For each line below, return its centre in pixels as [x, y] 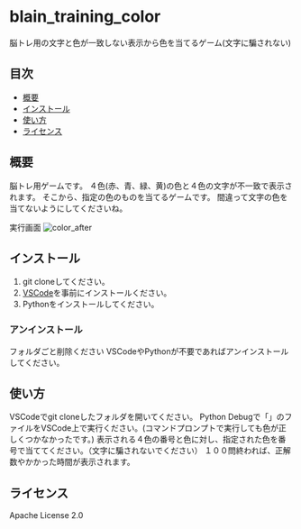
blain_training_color [85, 17]
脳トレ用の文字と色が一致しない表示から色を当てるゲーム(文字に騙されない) [150, 42]
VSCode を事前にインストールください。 [97, 293]
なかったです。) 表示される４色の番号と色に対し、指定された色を [159, 440]
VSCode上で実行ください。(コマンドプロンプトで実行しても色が [160, 428]
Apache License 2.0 [46, 515]
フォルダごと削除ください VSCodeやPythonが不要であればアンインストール [149, 351]
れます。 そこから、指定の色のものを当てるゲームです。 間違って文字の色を [149, 196]
